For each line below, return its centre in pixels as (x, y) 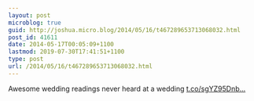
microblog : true (35, 23)
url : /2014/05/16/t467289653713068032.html (81, 67)
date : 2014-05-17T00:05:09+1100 (61, 45)
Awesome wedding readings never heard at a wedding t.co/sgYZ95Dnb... (127, 88)
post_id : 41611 (33, 37)
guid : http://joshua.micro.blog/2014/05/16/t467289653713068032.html (125, 30)
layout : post (29, 15)
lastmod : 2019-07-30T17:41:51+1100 (66, 52)
